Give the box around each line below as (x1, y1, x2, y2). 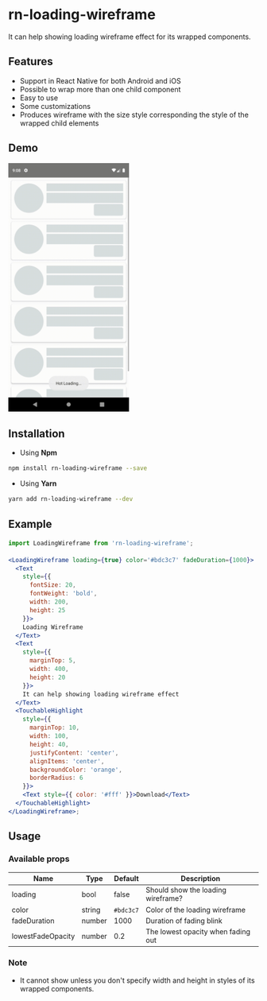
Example (8, 517, 52, 530)
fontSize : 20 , (29, 581, 77, 589)
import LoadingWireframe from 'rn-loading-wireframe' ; (8, 539, 194, 547)
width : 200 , (29, 598, 69, 606)
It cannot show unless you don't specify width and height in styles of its (19, 976, 256, 985)
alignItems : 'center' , (29, 757, 105, 765)
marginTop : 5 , (29, 657, 77, 665)
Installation (8, 427, 65, 440)
